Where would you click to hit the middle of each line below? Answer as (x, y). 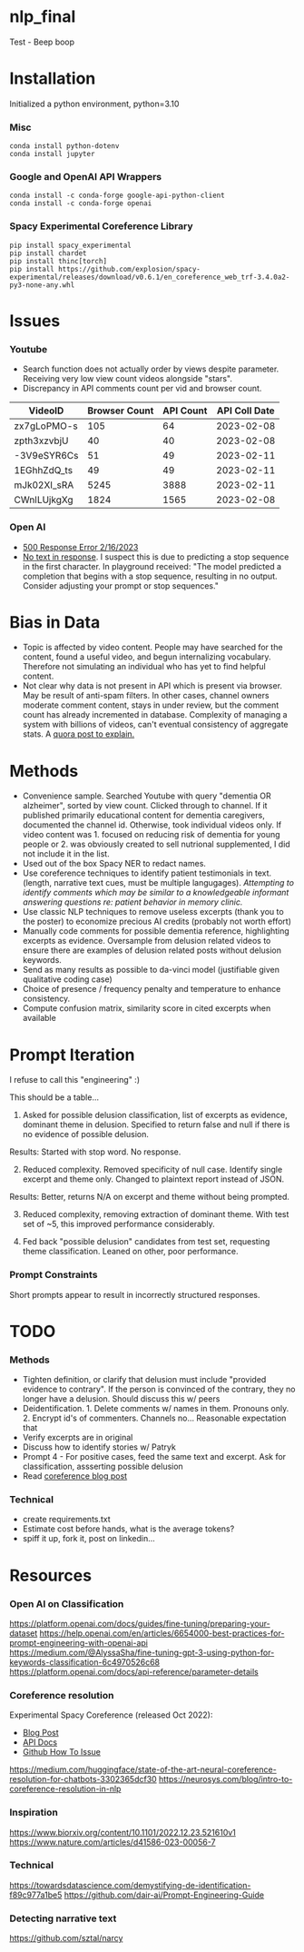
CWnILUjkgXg (44, 500)
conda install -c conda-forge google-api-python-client (117, 196)
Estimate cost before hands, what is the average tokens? (128, 1529)
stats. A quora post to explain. (78, 734)
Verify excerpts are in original (78, 1438)
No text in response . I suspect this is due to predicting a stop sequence (156, 557)
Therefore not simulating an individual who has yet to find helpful (144, 667)
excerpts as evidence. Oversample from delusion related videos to (147, 941)
